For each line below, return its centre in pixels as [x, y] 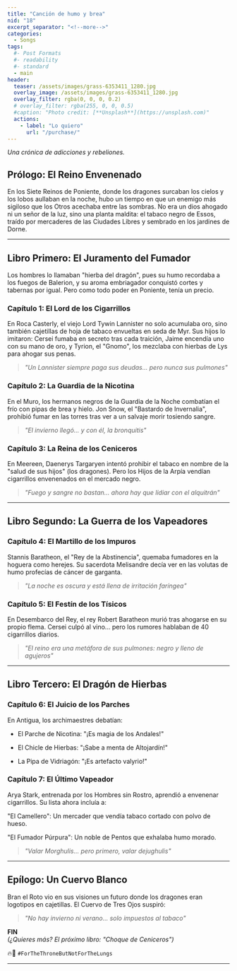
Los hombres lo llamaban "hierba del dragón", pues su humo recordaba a [114, 275]
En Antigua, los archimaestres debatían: [65, 720]
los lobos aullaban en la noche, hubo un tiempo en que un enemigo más [112, 199]
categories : [25, 34]
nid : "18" [22, 21]
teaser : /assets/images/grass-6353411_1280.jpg [85, 86]
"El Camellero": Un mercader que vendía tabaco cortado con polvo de [109, 816]
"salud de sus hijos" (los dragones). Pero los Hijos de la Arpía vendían [109, 471]
